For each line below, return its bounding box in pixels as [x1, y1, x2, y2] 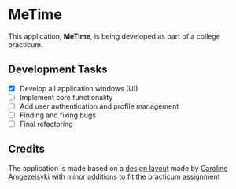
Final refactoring [19, 120, 73, 128]
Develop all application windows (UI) [19, 83, 138, 93]
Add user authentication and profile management [19, 101, 179, 111]
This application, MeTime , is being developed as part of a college [8, 31, 221, 41]
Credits [8, 143, 46, 156]
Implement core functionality [19, 92, 113, 102]
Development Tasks [8, 63, 108, 76]
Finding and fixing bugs [19, 110, 97, 120]
